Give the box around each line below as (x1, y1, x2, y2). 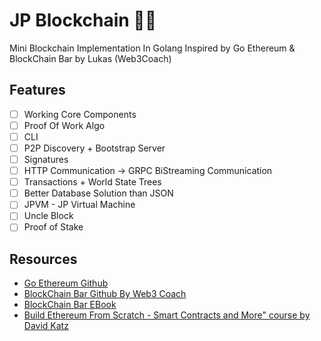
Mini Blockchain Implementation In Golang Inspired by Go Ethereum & (9, 42, 296, 54)
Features (9, 82, 66, 99)
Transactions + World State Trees (23, 176, 162, 188)
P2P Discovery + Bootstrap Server (23, 142, 166, 154)
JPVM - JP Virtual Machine (23, 199, 136, 211)
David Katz (23, 320, 69, 332)
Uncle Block (23, 210, 74, 222)
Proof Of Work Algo (23, 119, 106, 131)
